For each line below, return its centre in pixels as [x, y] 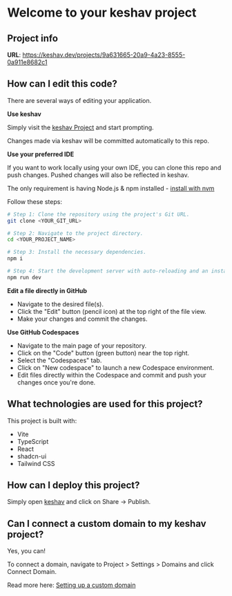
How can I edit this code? [62, 84]
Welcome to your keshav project [102, 13]
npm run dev [24, 277]
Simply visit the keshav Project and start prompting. [80, 127]
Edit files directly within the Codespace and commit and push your [112, 375]
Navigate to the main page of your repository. [82, 345]
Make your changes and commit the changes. [82, 319]
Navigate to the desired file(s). [60, 304]
